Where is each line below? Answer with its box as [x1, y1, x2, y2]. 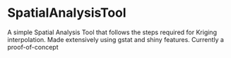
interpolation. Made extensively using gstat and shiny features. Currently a [7, 35, 225, 43]
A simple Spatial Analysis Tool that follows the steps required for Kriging [7, 28, 218, 36]
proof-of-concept [7, 43, 59, 51]
